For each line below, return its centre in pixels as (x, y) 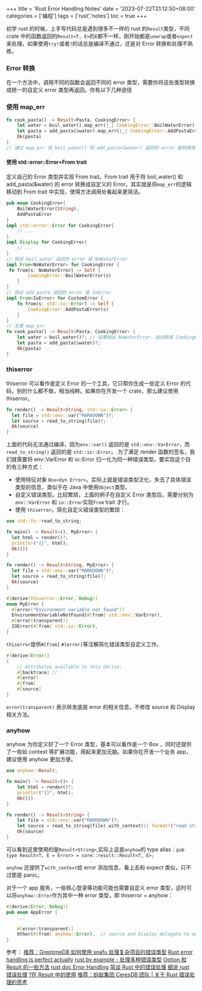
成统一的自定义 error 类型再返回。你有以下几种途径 (69, 90)
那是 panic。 (27, 875)
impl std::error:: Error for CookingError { (60, 226)
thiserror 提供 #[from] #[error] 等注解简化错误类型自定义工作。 (84, 644)
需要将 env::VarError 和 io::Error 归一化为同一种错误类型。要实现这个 (101, 459)
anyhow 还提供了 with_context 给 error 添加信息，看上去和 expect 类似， (93, 867)
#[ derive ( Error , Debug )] (37, 907)
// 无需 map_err (26, 326)
